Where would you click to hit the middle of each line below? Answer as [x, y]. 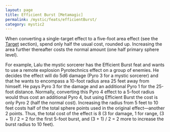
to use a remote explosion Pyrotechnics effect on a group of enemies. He [82, 70]
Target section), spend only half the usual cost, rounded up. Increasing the [84, 44]
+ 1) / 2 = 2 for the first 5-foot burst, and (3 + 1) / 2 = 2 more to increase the [85, 119]
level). [12, 55]
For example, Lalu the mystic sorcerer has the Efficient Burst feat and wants [85, 65]
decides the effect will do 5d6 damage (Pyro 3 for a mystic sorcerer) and [82, 76]
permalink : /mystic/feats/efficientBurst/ [51, 19]
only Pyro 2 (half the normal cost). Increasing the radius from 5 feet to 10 [82, 103]
